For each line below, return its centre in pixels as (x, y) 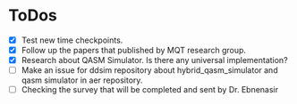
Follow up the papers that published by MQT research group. (134, 50)
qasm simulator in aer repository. (82, 80)
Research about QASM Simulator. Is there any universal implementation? (154, 60)
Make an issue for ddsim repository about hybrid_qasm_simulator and (149, 70)
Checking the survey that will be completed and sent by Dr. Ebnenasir (150, 90)
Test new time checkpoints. (72, 40)
